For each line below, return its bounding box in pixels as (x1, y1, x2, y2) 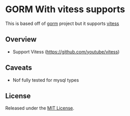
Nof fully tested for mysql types (12, 77, 79, 83)
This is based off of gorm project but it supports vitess (5, 20, 119, 26)
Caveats (5, 64, 32, 72)
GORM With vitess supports (5, 4, 125, 15)
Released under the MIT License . (5, 105, 75, 111)
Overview (5, 35, 37, 44)
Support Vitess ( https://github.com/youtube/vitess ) (12, 48, 120, 54)
